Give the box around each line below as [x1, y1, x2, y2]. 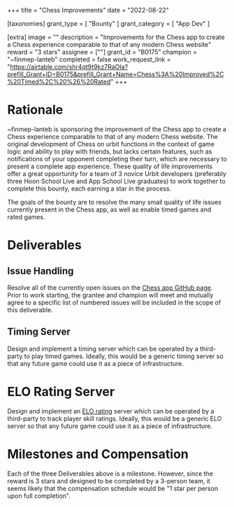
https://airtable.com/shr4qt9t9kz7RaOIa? [10, 63, 129, 71]
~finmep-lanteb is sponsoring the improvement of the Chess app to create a [7, 125, 227, 133]
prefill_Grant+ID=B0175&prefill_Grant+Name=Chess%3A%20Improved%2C [7, 70, 224, 78]
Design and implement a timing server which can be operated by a [7, 344, 199, 353]
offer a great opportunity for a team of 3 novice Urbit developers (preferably [7, 169, 227, 177]
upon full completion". [7, 492, 71, 500]
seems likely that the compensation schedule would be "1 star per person [7, 484, 219, 492]
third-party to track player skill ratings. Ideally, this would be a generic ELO [7, 414, 222, 422]
